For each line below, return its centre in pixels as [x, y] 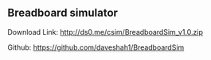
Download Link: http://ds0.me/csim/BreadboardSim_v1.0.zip [105, 32]
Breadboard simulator [63, 13]
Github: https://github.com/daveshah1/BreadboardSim [96, 47]
